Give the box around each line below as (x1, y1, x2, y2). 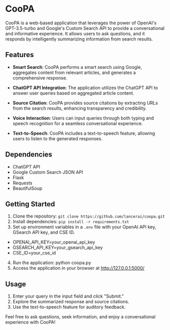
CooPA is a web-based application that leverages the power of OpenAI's (5, 20, 157, 26)
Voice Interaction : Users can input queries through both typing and (12, 115, 154, 121)
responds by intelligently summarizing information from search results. (5, 36, 153, 42)
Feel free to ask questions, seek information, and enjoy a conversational (5, 314, 156, 320)
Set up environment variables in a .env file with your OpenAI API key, (12, 224, 156, 230)
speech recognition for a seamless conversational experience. (12, 120, 143, 127)
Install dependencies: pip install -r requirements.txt (12, 219, 129, 225)
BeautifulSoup (12, 185, 43, 191)
